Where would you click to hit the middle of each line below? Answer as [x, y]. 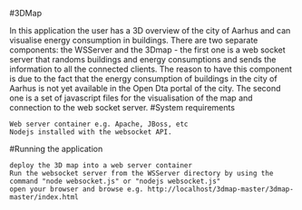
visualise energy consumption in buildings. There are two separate [134, 40]
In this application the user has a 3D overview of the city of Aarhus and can [150, 30]
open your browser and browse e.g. [77, 189]
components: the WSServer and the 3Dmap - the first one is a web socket [147, 50]
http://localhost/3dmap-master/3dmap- [221, 189]
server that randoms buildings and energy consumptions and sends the [143, 59]
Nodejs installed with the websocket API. [91, 132]
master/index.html [44, 197]
